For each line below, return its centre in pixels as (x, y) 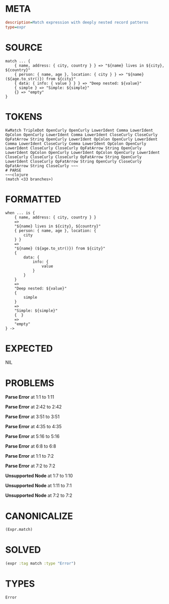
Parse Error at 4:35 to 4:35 (33, 427)
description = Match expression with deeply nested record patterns (77, 22)
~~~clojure (17, 175)
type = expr (16, 27)
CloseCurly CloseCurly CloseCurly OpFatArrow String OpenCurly (74, 157)
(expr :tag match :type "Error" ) (41, 564)
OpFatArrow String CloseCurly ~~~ (42, 166)
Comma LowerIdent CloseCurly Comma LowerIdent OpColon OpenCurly (76, 144)
